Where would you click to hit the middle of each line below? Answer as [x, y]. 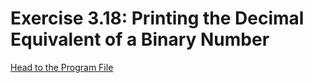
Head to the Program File [62, 67]
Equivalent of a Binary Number [140, 39]
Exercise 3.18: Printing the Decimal [157, 18]
